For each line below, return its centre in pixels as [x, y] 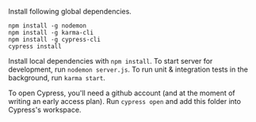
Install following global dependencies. [70, 11]
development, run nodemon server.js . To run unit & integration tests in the [128, 69]
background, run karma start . [57, 78]
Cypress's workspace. [45, 110]
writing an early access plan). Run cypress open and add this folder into [125, 101]
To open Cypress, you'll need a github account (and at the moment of [122, 93]
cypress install [35, 46]
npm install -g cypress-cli [55, 39]
